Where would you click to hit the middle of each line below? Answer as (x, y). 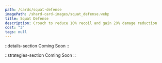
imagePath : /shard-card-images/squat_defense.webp (57, 14)
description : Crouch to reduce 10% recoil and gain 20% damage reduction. (82, 23)
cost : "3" (15, 28)
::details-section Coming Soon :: (37, 46)
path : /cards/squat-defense (33, 9)
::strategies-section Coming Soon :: (40, 55)
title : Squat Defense (27, 18)
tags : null (16, 32)
